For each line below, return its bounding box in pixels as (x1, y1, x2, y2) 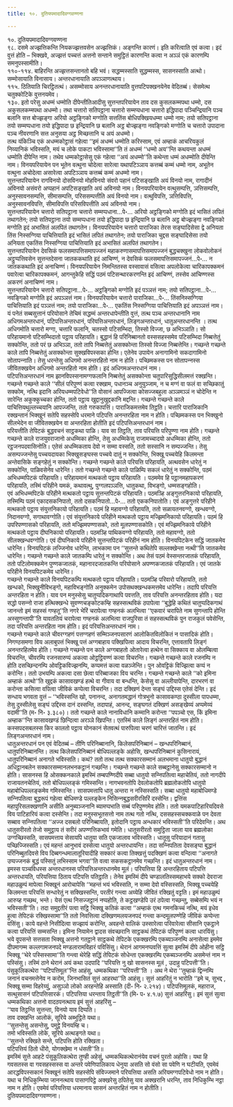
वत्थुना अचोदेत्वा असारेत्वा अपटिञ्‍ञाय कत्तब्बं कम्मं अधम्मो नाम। (7, 168, 144, 177)
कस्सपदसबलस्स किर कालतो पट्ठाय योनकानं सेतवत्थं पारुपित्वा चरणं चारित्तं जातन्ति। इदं (7, 724, 196, 732)
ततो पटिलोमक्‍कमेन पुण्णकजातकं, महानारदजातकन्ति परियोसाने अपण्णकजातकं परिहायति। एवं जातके (7, 559, 221, 567)
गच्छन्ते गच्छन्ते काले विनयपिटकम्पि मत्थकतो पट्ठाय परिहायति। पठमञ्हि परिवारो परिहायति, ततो (7, 575, 207, 583)
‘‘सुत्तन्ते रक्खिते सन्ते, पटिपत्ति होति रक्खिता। (7, 1037, 105, 1045)
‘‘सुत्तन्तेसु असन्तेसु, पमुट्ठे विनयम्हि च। (7, 1021, 89, 1029)
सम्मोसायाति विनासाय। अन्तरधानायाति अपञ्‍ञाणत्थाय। (7, 74, 126, 83)
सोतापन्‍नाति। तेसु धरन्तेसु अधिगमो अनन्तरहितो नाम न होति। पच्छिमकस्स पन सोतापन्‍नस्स (7, 356, 200, 364)
